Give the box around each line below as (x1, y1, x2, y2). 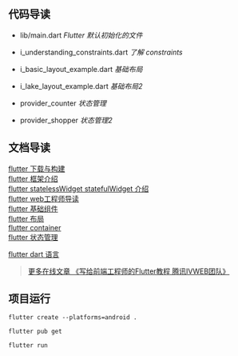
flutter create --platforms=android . (8, 314, 137, 322)
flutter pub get (8, 327, 62, 336)
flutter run (8, 342, 48, 350)
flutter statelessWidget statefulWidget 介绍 (8, 183, 149, 194)
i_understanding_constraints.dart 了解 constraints (19, 47, 184, 57)
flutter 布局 (8, 214, 45, 223)
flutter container (8, 222, 61, 232)
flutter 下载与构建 (8, 163, 65, 174)
